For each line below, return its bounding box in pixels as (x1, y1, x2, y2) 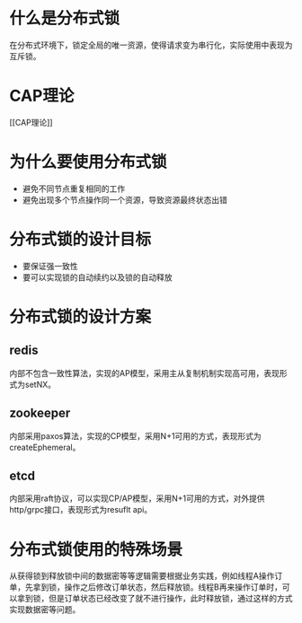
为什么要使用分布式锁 (9, 152, 168, 172)
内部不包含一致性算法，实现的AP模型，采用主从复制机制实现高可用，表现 (9, 367, 280, 378)
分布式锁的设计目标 (9, 230, 152, 250)
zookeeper (9, 406, 71, 421)
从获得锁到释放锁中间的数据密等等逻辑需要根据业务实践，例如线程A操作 (9, 571, 275, 582)
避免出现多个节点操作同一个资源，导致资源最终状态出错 (22, 194, 227, 205)
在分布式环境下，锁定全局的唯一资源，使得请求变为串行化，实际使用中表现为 (9, 39, 293, 50)
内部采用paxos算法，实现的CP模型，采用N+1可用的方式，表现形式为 (9, 430, 262, 441)
